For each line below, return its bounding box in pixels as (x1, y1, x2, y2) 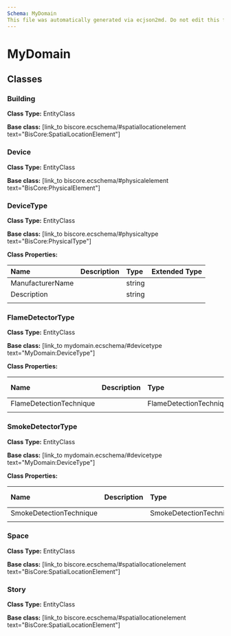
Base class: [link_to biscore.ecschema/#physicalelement (7, 176, 169, 184)
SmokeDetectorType (7, 422, 78, 432)
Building (7, 94, 36, 103)
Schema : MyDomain (7, 10, 57, 17)
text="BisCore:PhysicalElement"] (7, 184, 101, 192)
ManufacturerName (10, 278, 74, 287)
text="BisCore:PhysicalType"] (7, 237, 91, 245)
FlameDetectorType (7, 312, 75, 322)
